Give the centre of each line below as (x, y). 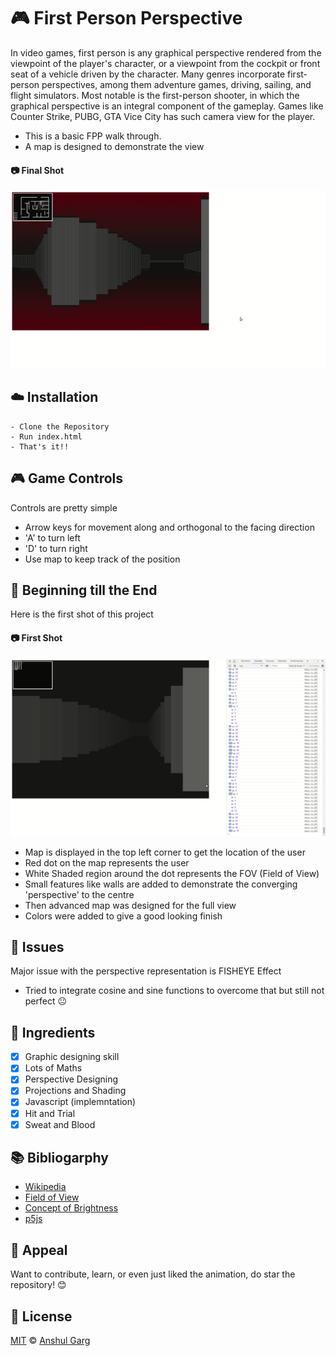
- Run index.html (46, 436)
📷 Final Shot (37, 170)
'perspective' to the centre (79, 894)
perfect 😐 (46, 1001)
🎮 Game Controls (67, 478)
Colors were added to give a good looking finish (123, 916)
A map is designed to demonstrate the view (114, 146)
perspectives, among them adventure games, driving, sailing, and (176, 84)
